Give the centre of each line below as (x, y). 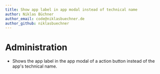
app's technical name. (35, 66)
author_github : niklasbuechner (37, 23)
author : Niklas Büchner (30, 14)
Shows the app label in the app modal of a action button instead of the (83, 61)
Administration (36, 48)
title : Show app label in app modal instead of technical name (71, 10)
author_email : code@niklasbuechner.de (45, 19)
